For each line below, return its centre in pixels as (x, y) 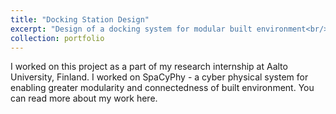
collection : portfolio (57, 38)
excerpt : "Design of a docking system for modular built (131, 29)
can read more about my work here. (84, 98)
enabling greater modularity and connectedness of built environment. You (162, 88)
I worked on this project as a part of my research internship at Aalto (149, 67)
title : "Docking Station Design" (80, 19)
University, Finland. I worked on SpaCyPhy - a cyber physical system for (159, 77)
